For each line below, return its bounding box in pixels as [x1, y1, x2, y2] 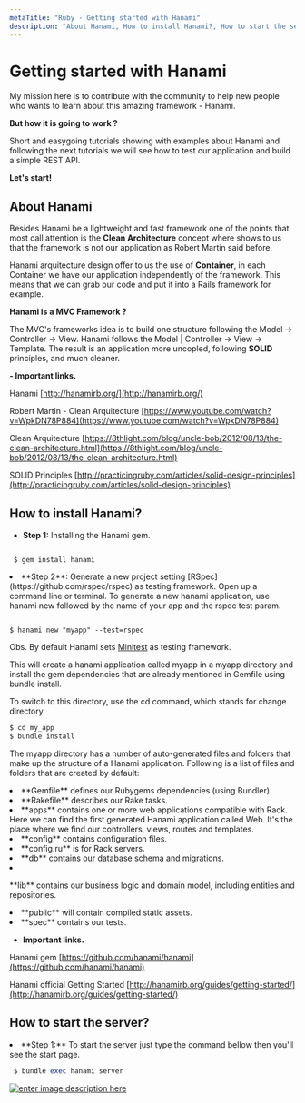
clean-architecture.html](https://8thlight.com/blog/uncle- [9, 442, 223, 454]
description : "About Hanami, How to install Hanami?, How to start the [9, 22, 286, 31]
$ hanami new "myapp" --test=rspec [9, 625, 144, 635]
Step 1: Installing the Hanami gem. [22, 530, 151, 541]
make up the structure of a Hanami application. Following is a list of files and [9, 757, 295, 768]
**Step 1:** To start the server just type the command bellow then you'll [21, 1039, 294, 1049]
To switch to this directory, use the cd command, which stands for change [9, 696, 288, 707]
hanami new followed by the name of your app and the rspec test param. [9, 600, 281, 611]
